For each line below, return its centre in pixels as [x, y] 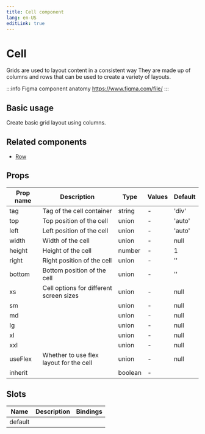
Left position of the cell [75, 231]
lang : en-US [21, 18]
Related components [47, 142]
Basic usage [30, 108]
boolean [130, 372]
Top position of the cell [75, 220]
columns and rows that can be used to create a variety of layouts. [89, 77]
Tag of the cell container [77, 211]
